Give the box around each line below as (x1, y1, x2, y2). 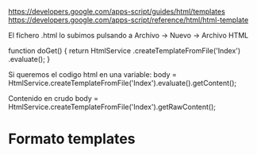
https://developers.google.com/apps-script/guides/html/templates (8, 7, 226, 16)
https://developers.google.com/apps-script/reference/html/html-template (8, 15, 249, 25)
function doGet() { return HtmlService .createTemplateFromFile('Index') (8, 46, 241, 55)
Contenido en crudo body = (8, 94, 99, 103)
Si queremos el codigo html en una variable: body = (8, 70, 177, 79)
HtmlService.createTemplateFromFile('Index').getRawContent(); (8, 103, 217, 111)
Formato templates (8, 130, 136, 148)
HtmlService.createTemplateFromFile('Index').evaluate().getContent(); (8, 79, 236, 87)
